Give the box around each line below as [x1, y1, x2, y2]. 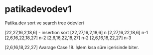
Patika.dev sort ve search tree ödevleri [4, 20, 84, 26]
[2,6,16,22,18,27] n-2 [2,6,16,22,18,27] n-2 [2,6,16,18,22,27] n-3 [4, 35, 132, 41]
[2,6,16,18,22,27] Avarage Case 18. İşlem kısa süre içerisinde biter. [4, 44, 139, 50]
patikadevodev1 [4, 3, 72, 15]
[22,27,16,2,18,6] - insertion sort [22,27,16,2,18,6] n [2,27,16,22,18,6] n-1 [4, 29, 148, 35]
